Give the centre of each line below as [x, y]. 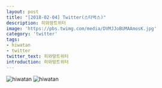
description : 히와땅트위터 [36, 23]
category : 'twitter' [32, 34]
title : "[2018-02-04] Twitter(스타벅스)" [56, 17]
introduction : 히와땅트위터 [37, 62]
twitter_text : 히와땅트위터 [37, 56]
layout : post [22, 12]
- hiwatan [19, 45]
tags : [13, 40]
